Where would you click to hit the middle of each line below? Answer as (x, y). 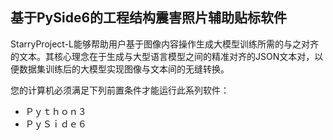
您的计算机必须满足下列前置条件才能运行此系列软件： (120, 90)
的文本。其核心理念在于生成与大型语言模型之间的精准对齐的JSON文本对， (162, 56)
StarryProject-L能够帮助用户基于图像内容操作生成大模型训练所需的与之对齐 (164, 44)
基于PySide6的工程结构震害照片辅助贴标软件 (149, 18)
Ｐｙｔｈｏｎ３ (55, 111)
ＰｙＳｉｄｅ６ (55, 124)
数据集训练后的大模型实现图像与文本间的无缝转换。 (124, 69)
